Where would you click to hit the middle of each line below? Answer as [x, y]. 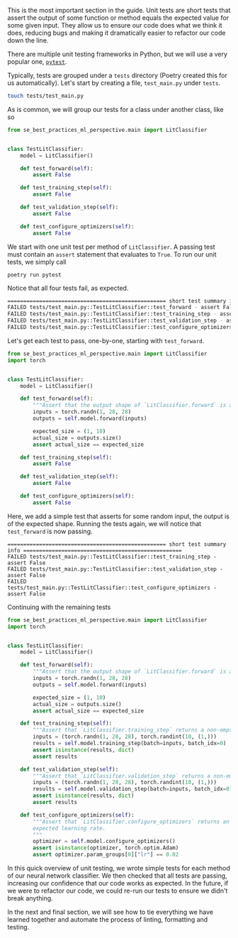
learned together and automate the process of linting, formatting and [108, 920]
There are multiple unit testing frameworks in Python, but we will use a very [118, 54]
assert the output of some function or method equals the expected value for [118, 18]
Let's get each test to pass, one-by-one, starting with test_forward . [106, 340]
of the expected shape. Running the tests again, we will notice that [104, 523]
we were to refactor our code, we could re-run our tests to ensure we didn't [118, 890]
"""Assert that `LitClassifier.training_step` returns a [118, 730]
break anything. [30, 898]
